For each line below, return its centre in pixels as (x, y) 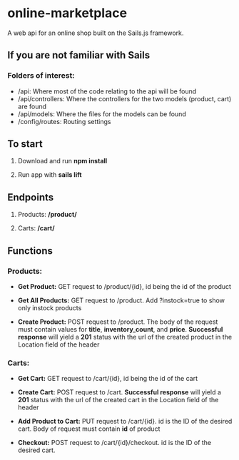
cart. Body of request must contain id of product (89, 429)
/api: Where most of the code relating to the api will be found (107, 91)
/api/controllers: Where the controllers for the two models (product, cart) (124, 98)
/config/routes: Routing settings (64, 121)
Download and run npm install (62, 161)
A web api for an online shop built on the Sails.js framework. (96, 33)
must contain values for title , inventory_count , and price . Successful (120, 329)
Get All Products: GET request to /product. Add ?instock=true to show (121, 300)
